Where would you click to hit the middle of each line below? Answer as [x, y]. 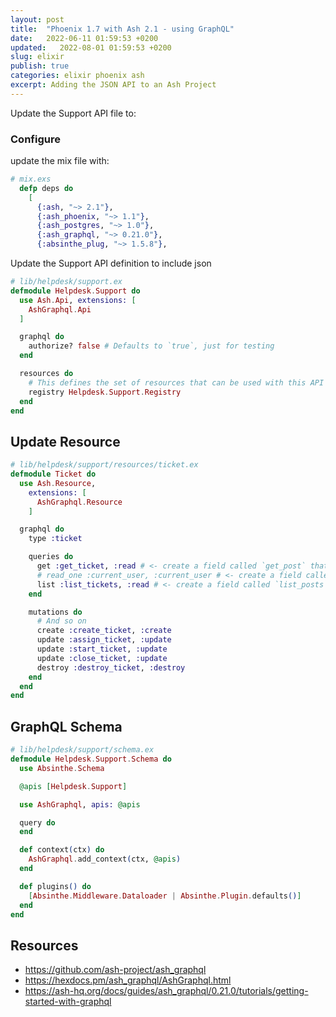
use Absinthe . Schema [62, 768]
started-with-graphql [68, 1002]
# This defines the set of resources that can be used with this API [176, 382]
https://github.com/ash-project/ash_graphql [115, 970]
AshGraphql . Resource [79, 502]
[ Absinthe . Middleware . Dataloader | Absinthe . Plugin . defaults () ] [165, 896]
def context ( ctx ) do [62, 850]
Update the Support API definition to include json [111, 263]
